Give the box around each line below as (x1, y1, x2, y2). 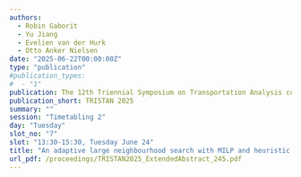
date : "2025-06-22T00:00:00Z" (9, 55, 123, 63)
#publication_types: (9, 72, 87, 80)
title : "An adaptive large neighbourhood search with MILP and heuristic (9, 146, 291, 155)
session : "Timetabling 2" (9, 113, 106, 122)
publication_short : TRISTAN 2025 (9, 96, 134, 105)
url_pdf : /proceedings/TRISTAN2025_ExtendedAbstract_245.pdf (9, 154, 243, 164)
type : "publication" (9, 63, 87, 72)
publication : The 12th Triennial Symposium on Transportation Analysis (9, 88, 282, 97)
